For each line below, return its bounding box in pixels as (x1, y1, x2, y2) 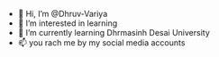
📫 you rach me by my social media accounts (17, 37, 186, 48)
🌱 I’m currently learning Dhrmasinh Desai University (17, 28, 210, 37)
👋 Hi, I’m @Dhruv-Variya (17, 9, 108, 19)
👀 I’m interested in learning (17, 18, 118, 28)
